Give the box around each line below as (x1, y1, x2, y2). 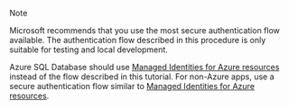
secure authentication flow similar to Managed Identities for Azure (9, 81, 256, 91)
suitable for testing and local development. (9, 44, 169, 55)
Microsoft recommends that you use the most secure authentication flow (9, 25, 280, 35)
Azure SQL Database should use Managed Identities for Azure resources (9, 62, 280, 72)
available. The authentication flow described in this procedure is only (9, 35, 266, 45)
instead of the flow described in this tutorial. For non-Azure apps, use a (9, 71, 275, 82)
